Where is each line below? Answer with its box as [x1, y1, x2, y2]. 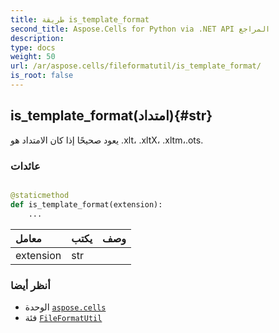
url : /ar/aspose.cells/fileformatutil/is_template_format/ [10, 61, 262, 71]
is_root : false [10, 71, 74, 81]
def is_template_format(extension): [10, 199, 163, 210]
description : [10, 33, 65, 43]
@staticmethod [10, 190, 70, 200]
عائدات [10, 159, 41, 173]
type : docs [10, 42, 56, 53]
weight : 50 [10, 52, 56, 62]
